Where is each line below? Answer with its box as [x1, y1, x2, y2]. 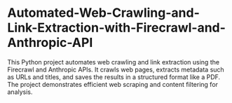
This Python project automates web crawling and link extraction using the [7, 57, 219, 66]
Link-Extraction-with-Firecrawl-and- [7, 20, 226, 36]
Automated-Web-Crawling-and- [7, 5, 200, 21]
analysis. [7, 88, 33, 96]
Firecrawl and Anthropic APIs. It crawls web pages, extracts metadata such [7, 65, 224, 74]
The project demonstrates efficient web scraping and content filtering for [7, 80, 219, 88]
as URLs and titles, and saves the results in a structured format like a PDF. [7, 72, 221, 81]
